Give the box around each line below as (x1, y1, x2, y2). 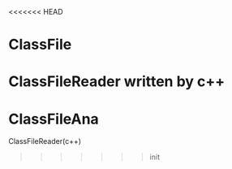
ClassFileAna (8, 110, 99, 128)
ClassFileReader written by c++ (8, 72, 226, 91)
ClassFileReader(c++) (8, 136, 82, 146)
